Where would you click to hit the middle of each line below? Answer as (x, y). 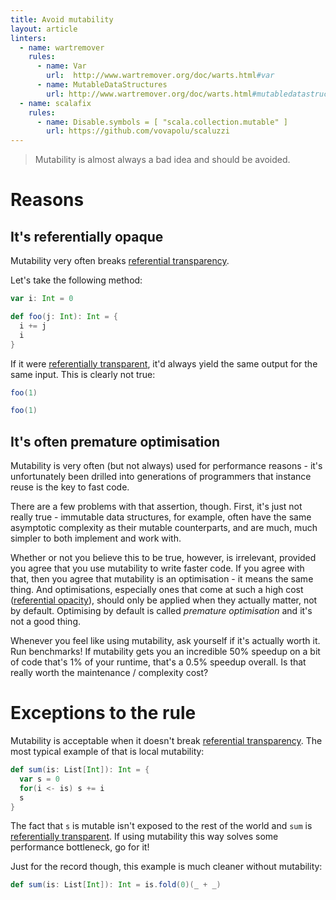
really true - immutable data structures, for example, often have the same (161, 517)
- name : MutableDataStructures (102, 85)
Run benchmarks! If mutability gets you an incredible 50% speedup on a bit (165, 652)
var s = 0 (39, 779)
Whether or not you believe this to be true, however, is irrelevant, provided (163, 558)
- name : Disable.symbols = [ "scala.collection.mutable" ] (162, 122)
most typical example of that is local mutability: (107, 751)
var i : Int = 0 (42, 299)
